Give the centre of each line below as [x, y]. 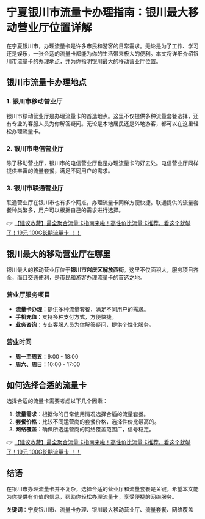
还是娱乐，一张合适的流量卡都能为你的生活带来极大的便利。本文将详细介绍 [100, 53]
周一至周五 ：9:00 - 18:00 [47, 356]
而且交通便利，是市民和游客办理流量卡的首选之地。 [81, 278]
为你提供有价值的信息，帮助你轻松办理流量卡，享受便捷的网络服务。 [92, 497]
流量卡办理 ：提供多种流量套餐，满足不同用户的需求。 [82, 309]
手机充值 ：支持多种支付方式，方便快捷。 [66, 317]
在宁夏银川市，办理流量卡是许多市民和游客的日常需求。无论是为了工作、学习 [103, 46]
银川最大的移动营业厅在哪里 [59, 254]
